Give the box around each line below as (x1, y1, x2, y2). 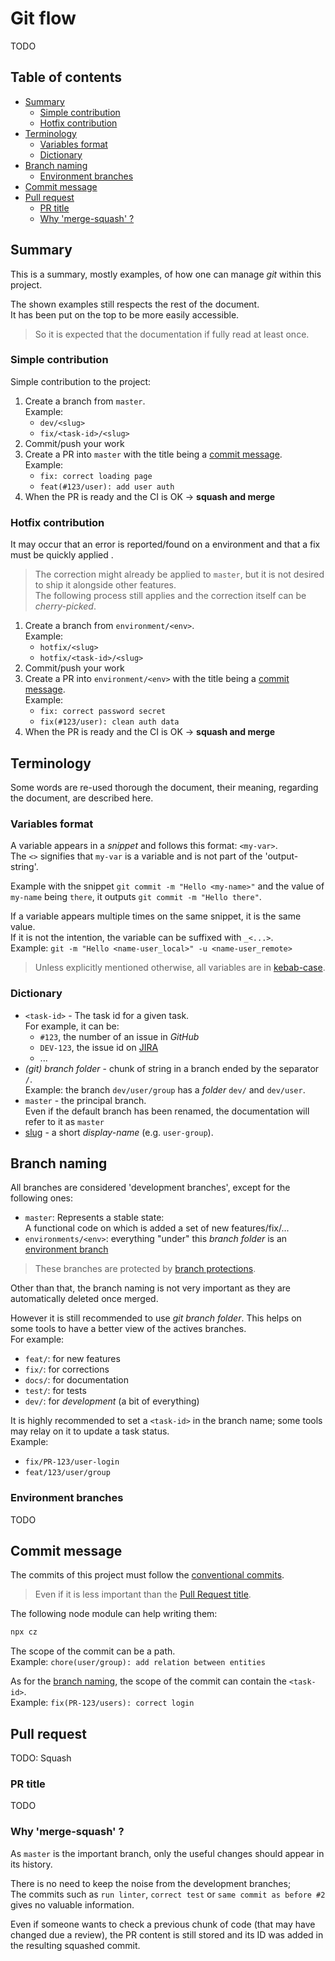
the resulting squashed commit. (10, 1939, 141, 1951)
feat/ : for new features (24, 1353, 121, 1365)
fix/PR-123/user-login (24, 1457, 120, 1467)
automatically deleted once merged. (10, 1293, 159, 1305)
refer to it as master (24, 1115, 105, 1127)
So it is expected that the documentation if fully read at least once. (34, 328, 310, 340)
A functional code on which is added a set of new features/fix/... (24, 1222, 290, 1234)
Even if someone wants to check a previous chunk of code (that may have (10, 1918, 316, 1930)
